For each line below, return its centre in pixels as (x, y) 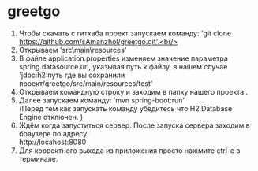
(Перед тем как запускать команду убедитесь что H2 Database (125, 108)
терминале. (38, 158)
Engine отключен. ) (51, 117)
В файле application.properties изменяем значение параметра (123, 58)
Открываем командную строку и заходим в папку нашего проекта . (133, 91)
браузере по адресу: (54, 133)
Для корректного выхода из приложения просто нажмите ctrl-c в (129, 150)
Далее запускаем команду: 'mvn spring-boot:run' (102, 100)
